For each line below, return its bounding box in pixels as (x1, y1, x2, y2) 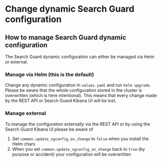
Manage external (5, 110, 46, 117)
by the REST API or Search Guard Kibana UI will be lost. (5, 98, 117, 103)
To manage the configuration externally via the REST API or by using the (5, 121, 150, 127)
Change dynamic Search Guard (5, 3, 135, 15)
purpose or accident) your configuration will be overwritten (12, 151, 131, 157)
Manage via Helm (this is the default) (5, 71, 94, 78)
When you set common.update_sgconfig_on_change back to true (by (12, 146, 145, 152)
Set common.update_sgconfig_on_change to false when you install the (12, 136, 149, 142)
